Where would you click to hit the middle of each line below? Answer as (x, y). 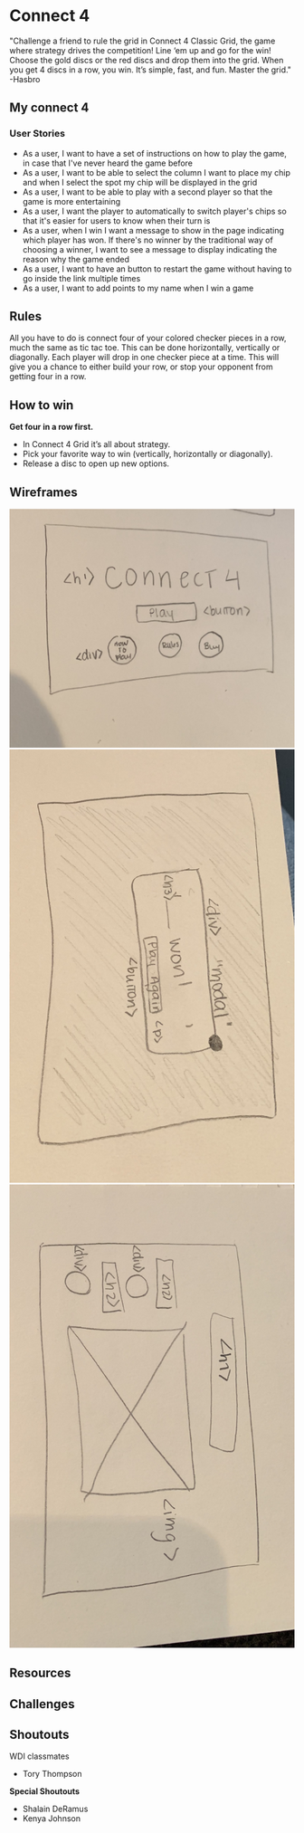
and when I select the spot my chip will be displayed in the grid (140, 182)
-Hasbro (25, 79)
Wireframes (44, 492)
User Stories (38, 134)
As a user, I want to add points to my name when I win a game (138, 288)
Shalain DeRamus (55, 1809)
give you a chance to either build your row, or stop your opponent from (141, 367)
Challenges (42, 1704)
